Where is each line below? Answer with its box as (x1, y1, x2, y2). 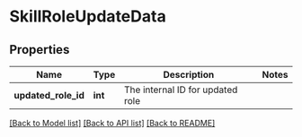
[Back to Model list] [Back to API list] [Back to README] (9, 118, 216, 128)
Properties (9, 42, 70, 57)
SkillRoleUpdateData (9, 6, 166, 27)
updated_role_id (13, 90, 85, 101)
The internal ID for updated (124, 83, 238, 96)
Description (163, 69, 215, 81)
